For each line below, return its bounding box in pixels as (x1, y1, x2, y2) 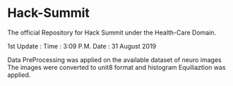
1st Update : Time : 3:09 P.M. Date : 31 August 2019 (7, 42, 157, 50)
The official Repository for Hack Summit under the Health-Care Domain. (7, 28, 217, 37)
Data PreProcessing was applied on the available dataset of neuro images (7, 55, 222, 64)
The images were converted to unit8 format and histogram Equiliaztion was (7, 63, 226, 71)
